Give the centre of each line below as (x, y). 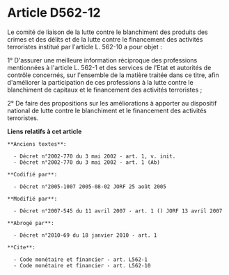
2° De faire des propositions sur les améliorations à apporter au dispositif (112, 103)
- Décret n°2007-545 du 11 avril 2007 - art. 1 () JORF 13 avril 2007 (118, 211)
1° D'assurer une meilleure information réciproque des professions (102, 60)
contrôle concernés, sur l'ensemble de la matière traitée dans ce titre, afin (113, 75)
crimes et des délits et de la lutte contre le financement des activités (105, 39)
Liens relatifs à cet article (45, 131)
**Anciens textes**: (37, 144)
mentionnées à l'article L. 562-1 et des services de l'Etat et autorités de (109, 67)
